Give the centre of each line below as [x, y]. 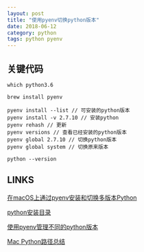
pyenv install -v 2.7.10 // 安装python [63, 118]
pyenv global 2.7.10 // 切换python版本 [62, 139]
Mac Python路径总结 [36, 241]
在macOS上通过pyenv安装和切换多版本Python [72, 198]
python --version [32, 159]
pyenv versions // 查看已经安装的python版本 [67, 132]
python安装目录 [29, 212]
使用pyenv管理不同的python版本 [52, 227]
